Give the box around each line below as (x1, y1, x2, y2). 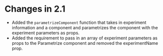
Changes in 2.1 (4, 3, 65, 15)
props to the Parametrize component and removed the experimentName (11, 40, 159, 46)
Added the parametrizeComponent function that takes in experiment (11, 19, 147, 25)
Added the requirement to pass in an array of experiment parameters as (11, 35, 158, 41)
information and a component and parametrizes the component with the (11, 24, 158, 30)
